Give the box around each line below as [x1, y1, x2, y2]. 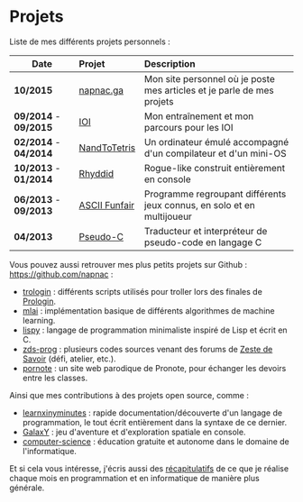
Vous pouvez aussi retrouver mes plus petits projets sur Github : [9, 259, 248, 269]
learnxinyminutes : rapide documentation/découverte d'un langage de [22, 407, 282, 418]
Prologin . [22, 296, 57, 306]
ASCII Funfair [78, 198, 135, 211]
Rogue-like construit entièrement [143, 161, 286, 174]
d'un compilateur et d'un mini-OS [143, 147, 287, 160]
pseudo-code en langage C [143, 236, 262, 249]
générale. [9, 482, 45, 493]
